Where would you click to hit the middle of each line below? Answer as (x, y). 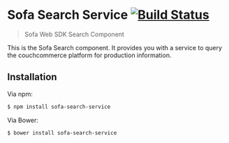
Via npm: (20, 93)
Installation (32, 77)
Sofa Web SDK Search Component (74, 34)
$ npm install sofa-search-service (59, 107)
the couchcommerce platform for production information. (89, 55)
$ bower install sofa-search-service (62, 133)
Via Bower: (23, 120)
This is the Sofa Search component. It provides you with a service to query (114, 47)
